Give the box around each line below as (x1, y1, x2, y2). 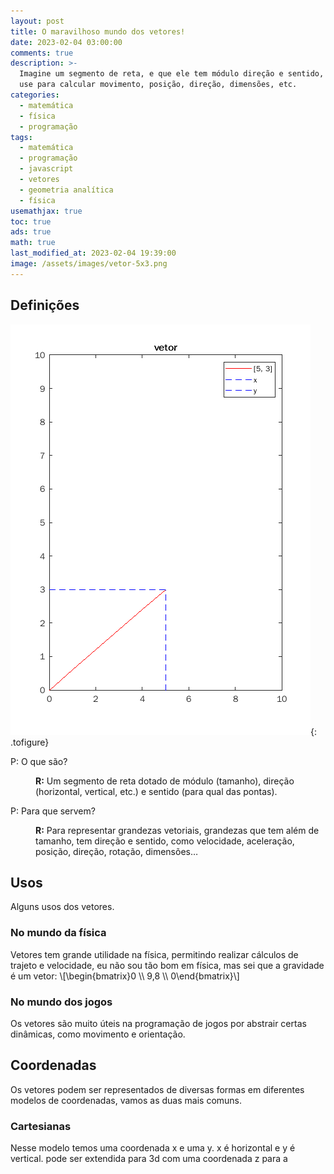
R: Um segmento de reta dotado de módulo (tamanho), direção (35, 775, 295, 787)
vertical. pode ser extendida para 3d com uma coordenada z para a (10, 1153, 288, 1165)
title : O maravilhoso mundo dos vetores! (10, 26, 186, 37)
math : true (10, 238, 56, 248)
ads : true (10, 227, 52, 237)
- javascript (19, 164, 74, 174)
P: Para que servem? (10, 805, 96, 817)
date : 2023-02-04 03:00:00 (10, 37, 123, 47)
